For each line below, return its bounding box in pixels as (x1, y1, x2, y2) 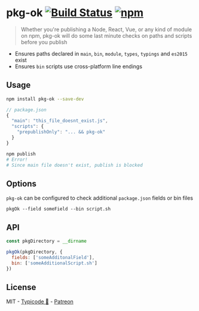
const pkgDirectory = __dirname (6, 238, 87, 244)
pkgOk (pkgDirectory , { (6, 249, 63, 255)
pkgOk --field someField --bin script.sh (6, 206, 111, 212)
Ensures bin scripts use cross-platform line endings (14, 63, 142, 70)
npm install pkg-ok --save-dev (6, 96, 84, 102)
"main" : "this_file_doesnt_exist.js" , (11, 118, 109, 124)
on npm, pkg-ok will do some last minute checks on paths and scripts (20, 32, 192, 39)
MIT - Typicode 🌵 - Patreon (6, 298, 74, 305)
